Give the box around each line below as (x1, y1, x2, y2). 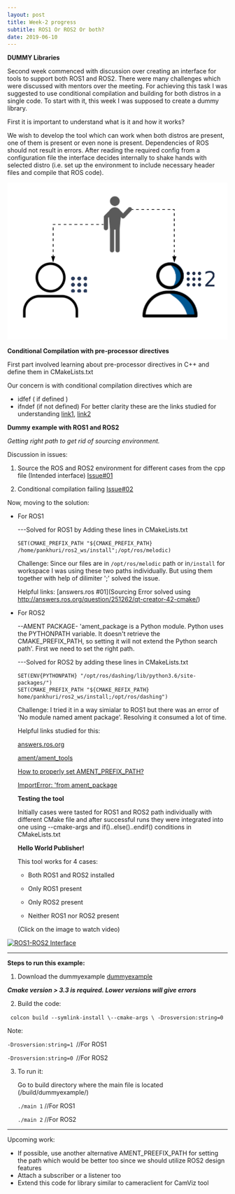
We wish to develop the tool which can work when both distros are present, (7, 132, 225, 140)
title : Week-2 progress (7, 18, 77, 26)
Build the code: (17, 1000, 62, 1008)
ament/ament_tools (17, 754, 73, 762)
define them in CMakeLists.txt (7, 368, 94, 376)
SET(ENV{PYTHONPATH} (17, 672, 78, 680)
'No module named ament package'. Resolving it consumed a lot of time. (17, 713, 227, 722)
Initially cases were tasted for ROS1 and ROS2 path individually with (17, 808, 212, 816)
